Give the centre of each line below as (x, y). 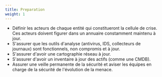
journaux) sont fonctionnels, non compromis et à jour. (66, 49)
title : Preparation (25, 10)
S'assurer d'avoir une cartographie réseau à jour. (61, 54)
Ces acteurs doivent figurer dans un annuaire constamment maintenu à (84, 33)
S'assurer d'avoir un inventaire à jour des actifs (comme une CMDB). (81, 59)
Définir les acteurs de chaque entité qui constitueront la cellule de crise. (85, 28)
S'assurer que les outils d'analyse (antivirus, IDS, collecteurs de (76, 43)
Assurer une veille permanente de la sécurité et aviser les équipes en (82, 64)
